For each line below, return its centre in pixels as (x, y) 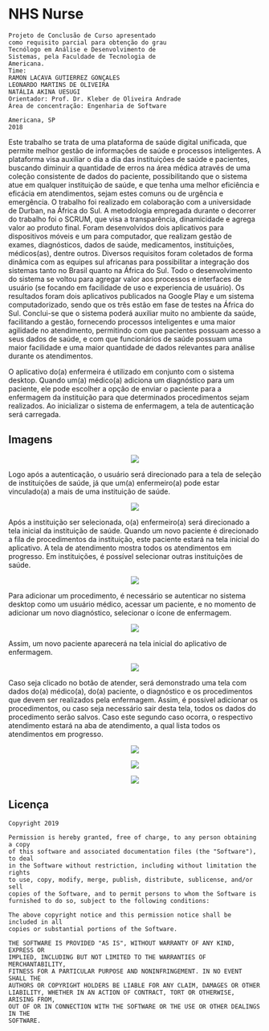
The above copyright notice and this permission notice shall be (120, 915)
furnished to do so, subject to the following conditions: (109, 901)
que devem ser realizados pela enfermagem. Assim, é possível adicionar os (133, 700)
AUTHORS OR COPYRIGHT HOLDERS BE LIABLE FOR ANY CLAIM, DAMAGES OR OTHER (134, 985)
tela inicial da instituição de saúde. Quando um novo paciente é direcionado (134, 530)
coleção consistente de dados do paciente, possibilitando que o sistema (128, 176)
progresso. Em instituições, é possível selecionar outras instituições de (126, 556)
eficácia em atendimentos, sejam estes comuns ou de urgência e (116, 193)
